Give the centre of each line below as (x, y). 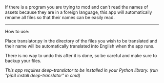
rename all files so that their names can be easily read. (60, 17)
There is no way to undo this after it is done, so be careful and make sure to (81, 55)
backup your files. (23, 61)
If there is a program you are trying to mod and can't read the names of (77, 7)
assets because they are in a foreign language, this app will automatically (79, 12)
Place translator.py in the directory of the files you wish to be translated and (81, 41)
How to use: (17, 31)
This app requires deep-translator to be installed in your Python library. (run (82, 70)
